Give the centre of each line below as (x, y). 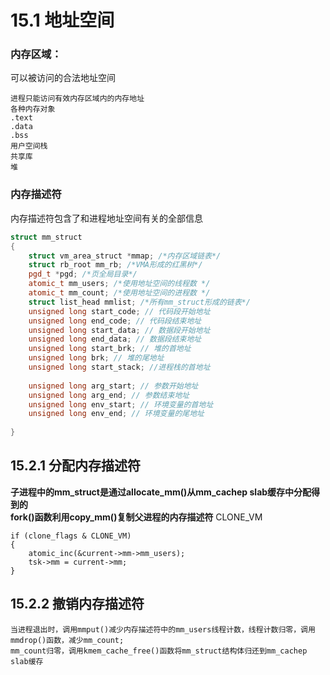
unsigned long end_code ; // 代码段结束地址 (115, 321)
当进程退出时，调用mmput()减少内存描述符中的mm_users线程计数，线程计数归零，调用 (163, 629)
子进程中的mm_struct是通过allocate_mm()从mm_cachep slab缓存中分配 (161, 492)
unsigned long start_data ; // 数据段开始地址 (119, 330)
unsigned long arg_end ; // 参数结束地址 (109, 395)
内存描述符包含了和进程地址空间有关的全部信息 (106, 218)
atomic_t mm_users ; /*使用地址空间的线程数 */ (119, 284)
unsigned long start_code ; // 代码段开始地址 (119, 311)
